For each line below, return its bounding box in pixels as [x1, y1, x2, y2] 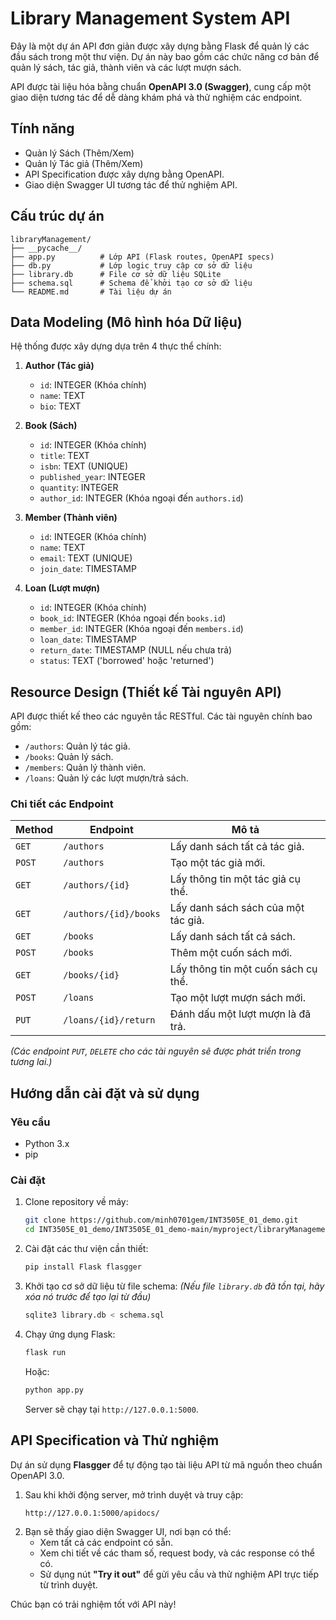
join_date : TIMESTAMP [39, 563, 137, 575]
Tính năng [10, 120, 75, 137]
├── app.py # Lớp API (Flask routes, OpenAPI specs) [10, 252, 275, 262]
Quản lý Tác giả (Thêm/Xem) [24, 157, 144, 169]
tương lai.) [10, 1056, 53, 1068]
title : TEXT [39, 450, 90, 462]
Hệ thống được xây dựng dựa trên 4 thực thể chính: [10, 340, 222, 352]
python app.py [24, 1385, 84, 1395]
